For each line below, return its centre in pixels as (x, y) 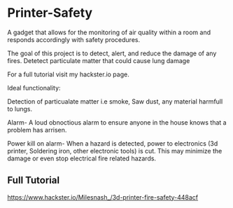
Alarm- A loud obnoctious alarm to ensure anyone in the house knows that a (117, 122)
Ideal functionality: (34, 88)
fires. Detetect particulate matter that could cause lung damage (99, 60)
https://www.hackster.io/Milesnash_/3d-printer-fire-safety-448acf (103, 197)
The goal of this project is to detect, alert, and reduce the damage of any (112, 53)
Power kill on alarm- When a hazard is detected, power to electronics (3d (113, 143)
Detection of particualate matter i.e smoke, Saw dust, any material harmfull (115, 101)
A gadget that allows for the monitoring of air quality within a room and (109, 32)
